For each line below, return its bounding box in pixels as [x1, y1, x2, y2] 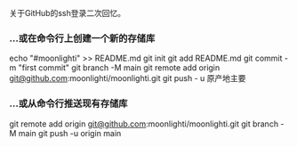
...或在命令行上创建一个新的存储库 [9, 32, 156, 45]
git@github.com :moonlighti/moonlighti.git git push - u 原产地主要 [9, 73, 246, 84]
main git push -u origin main [18, 127, 122, 138]
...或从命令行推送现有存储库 [9, 97, 128, 110]
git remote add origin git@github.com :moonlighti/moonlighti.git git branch [9, 118, 278, 129]
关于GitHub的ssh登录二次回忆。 [9, 8, 126, 18]
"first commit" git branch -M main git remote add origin [18, 62, 221, 73]
